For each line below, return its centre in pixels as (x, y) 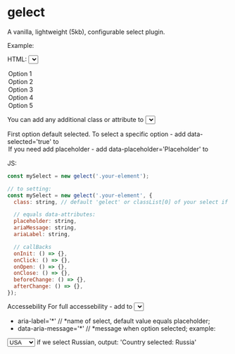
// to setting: (30, 189)
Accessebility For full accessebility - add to (70, 306)
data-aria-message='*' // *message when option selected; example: (116, 328)
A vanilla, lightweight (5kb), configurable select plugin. (86, 32)
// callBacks (33, 247)
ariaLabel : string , (42, 234)
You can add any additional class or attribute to (76, 119)
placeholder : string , (45, 221)
